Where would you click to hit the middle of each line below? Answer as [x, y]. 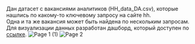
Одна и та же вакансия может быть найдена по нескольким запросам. [98, 21]
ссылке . [17, 34]
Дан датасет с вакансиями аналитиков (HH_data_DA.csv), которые [92, 9]
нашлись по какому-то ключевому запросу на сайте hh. [79, 15]
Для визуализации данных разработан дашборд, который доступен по [97, 28]
